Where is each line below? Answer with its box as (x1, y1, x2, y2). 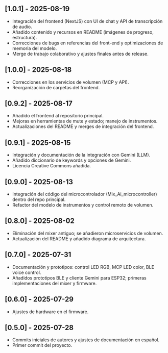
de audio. (12, 23, 32, 30)
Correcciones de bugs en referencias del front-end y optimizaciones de (12, 40, 163, 46)
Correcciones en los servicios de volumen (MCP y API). (12, 79, 129, 85)
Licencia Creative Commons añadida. (12, 163, 91, 169)
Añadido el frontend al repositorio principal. (12, 113, 104, 119)
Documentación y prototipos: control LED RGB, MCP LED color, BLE (12, 264, 154, 270)
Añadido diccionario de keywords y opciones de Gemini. (12, 157, 131, 163)
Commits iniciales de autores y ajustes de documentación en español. (12, 337, 159, 343)
